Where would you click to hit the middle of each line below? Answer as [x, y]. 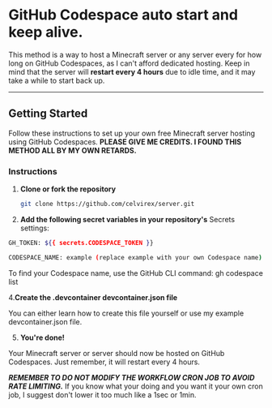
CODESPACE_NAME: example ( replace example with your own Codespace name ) [136, 257]
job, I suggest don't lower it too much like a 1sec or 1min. [102, 394]
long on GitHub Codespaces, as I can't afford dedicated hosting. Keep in [129, 63]
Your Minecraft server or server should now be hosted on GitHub [117, 353]
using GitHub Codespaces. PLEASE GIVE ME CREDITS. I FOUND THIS [125, 142]
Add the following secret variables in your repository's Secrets [127, 219]
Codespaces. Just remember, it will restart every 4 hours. [104, 362]
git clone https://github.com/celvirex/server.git [107, 204]
